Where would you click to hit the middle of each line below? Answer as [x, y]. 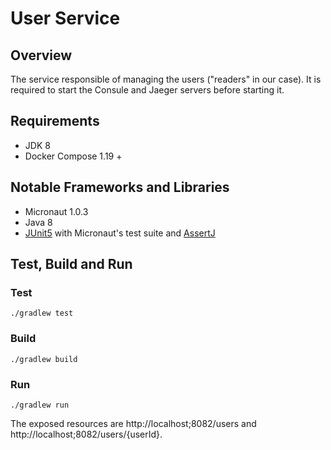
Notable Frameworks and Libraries [120, 187]
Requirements [55, 121]
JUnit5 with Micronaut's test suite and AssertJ [120, 233]
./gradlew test [42, 313]
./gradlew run [40, 405]
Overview [41, 55]
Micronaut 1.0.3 [56, 211]
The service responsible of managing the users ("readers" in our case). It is [166, 79]
